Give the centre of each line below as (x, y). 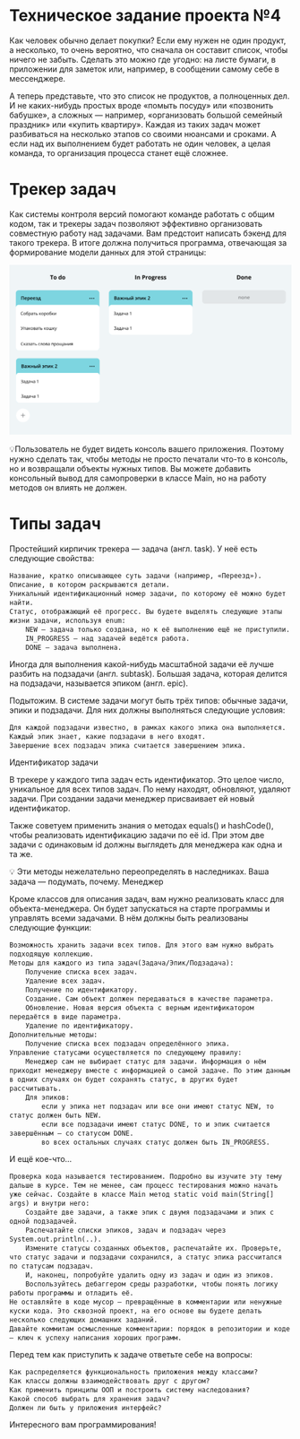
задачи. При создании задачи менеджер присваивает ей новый (132, 798)
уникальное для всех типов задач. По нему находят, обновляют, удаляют (150, 789)
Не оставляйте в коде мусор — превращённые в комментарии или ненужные (146, 1302)
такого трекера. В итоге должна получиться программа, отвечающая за (148, 242)
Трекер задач (63, 190)
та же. (21, 854)
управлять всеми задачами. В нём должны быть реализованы (129, 918)
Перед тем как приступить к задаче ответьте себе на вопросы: (131, 1354)
